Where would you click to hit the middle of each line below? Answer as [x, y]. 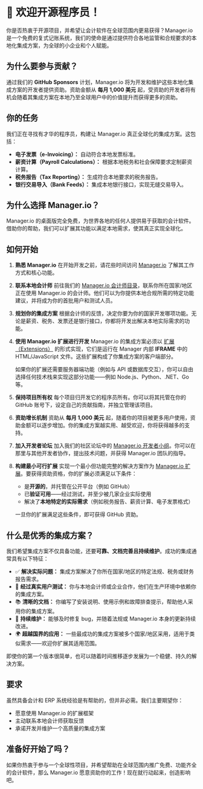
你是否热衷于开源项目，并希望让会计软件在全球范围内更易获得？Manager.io [100, 30]
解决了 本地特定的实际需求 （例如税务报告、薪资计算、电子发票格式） [109, 502]
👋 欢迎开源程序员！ [53, 12]
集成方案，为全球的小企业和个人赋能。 [64, 45]
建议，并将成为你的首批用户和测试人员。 [65, 300]
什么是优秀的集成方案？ [50, 535]
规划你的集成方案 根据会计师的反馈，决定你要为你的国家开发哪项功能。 [103, 313]
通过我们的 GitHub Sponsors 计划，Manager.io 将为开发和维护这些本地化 [97, 82]
